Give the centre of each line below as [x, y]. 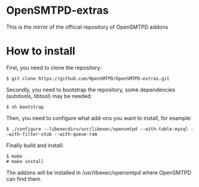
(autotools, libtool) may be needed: [49, 96]
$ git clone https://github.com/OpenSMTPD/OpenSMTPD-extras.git [88, 78]
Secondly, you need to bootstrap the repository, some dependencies [91, 90]
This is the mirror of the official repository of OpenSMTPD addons [87, 27]
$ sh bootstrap [25, 107]
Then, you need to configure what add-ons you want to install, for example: [99, 118]
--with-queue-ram [76, 134]
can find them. [24, 179]
